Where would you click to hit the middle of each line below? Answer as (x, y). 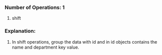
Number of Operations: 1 (35, 7)
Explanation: (20, 31)
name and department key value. (46, 47)
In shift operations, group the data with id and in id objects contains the (84, 42)
